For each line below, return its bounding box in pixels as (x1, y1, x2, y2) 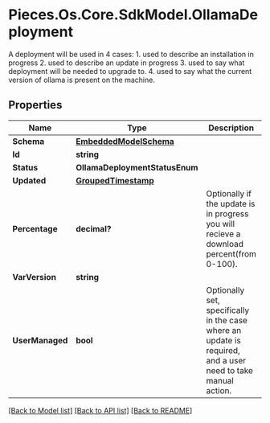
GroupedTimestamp (76, 175, 154, 186)
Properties (8, 98, 63, 112)
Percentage (12, 223, 58, 234)
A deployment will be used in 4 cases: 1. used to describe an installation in (8, 49, 255, 59)
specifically (206, 304, 250, 315)
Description (208, 122, 255, 133)
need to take (206, 364, 253, 376)
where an (206, 324, 242, 335)
